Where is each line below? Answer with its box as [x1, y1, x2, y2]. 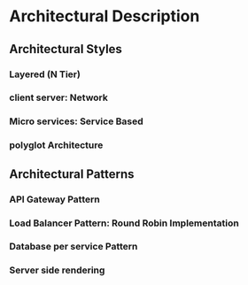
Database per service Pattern [9, 241, 138, 253]
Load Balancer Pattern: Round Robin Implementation [9, 217, 239, 229]
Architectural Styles [9, 42, 122, 57]
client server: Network [9, 91, 109, 104]
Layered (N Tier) [9, 68, 81, 81]
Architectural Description [9, 6, 200, 27]
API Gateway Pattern [9, 193, 100, 205]
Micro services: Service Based [9, 115, 143, 127]
